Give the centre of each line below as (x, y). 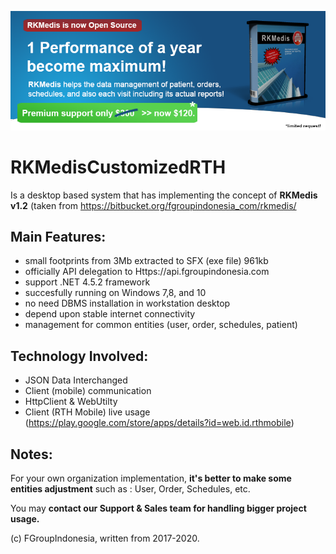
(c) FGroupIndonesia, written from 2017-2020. (105, 538)
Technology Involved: (79, 356)
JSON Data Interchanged (76, 380)
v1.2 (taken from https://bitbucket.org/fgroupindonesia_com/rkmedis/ (153, 205)
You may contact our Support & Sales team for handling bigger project (158, 508)
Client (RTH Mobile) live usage (87, 412)
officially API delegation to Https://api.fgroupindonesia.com (147, 272)
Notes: (31, 454)
